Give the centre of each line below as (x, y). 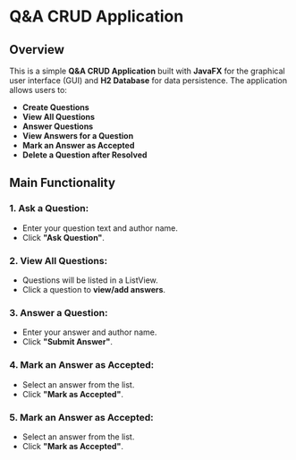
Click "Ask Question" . (63, 237)
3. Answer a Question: (59, 312)
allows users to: (38, 90)
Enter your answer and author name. (89, 332)
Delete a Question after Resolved (85, 155)
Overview (37, 50)
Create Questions (55, 107)
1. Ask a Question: (49, 209)
